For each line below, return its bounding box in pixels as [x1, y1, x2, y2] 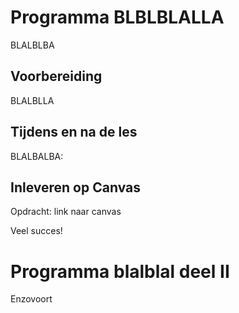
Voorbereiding [10, 68, 103, 85]
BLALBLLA [10, 94, 55, 106]
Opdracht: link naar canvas [10, 206, 122, 218]
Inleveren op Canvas [10, 179, 141, 196]
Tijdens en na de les [10, 124, 138, 141]
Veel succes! [10, 225, 63, 237]
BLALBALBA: [10, 150, 64, 162]
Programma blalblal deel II [10, 260, 230, 283]
